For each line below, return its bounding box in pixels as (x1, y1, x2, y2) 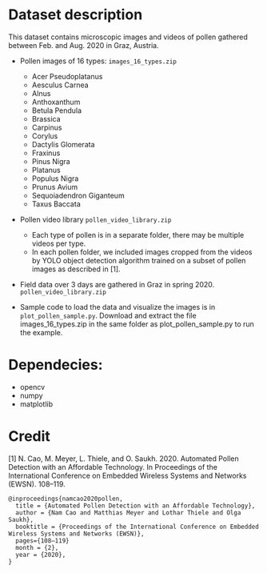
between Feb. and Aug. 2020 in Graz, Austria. (8, 40, 159, 50)
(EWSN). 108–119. (8, 479, 66, 489)
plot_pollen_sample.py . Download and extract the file (19, 311, 197, 320)
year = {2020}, (15, 551, 66, 559)
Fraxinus (31, 148, 61, 158)
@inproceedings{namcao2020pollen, (8, 495, 124, 503)
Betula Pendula (31, 106, 82, 115)
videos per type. (31, 238, 86, 248)
